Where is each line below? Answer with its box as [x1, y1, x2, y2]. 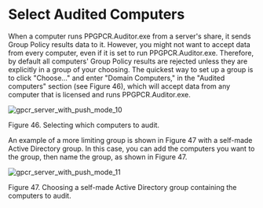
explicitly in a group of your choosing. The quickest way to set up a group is [8, 64, 254, 74]
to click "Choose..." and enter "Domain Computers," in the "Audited [8, 73, 225, 82]
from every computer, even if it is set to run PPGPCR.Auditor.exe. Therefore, [8, 48, 254, 57]
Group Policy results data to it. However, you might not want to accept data [8, 39, 251, 49]
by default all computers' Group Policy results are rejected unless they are [8, 57, 248, 66]
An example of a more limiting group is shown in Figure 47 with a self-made [8, 135, 253, 144]
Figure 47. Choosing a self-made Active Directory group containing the [8, 182, 237, 192]
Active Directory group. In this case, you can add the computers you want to [8, 144, 255, 153]
